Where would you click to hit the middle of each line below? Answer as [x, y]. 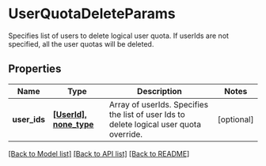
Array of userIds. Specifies [159, 104]
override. [126, 134]
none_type [73, 124]
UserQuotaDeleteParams [92, 14]
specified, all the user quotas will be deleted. [81, 43]
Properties [35, 69]
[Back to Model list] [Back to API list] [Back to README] [99, 153]
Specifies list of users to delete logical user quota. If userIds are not [119, 36]
